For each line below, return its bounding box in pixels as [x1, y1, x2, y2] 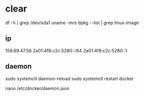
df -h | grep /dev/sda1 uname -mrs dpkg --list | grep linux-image [5, 20, 139, 26]
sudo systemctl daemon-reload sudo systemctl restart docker [5, 75, 134, 81]
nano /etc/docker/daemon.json [5, 85, 70, 91]
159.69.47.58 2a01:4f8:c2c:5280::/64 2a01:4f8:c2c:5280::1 [5, 47, 127, 53]
